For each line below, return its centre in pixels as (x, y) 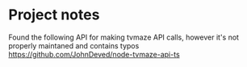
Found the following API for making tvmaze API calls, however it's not (124, 37)
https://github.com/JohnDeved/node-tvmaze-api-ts (94, 54)
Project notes (54, 15)
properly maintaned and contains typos (74, 45)
